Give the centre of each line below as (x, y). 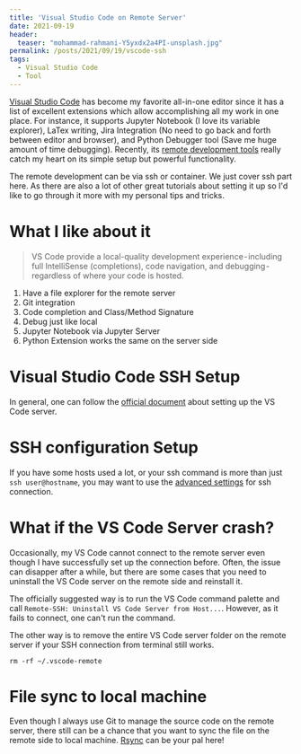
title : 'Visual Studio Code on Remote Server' (98, 18)
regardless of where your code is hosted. (107, 276)
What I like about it (80, 231)
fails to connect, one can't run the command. (93, 618)
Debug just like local (60, 321)
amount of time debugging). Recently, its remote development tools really (145, 149)
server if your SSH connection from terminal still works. (112, 644)
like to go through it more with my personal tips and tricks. (117, 195)
